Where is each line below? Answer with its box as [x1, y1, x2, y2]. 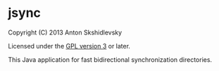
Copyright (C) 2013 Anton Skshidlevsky [8, 28, 123, 37]
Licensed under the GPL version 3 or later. [8, 41, 131, 50]
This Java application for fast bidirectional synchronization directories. [8, 55, 213, 64]
